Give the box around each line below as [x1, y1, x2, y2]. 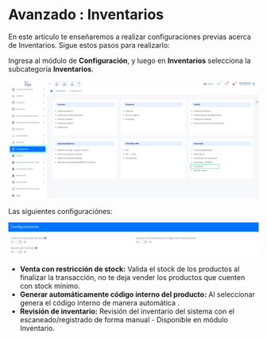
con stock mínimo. [19, 281, 81, 291]
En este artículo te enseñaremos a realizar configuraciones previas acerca [8, 32, 252, 41]
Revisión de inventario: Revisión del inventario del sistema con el [19, 306, 234, 316]
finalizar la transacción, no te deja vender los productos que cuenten [19, 273, 246, 282]
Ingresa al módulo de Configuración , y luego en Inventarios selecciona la [8, 56, 251, 65]
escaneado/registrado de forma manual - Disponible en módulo [19, 315, 228, 325]
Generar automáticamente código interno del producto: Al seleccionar [19, 290, 256, 299]
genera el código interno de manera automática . [19, 298, 180, 308]
